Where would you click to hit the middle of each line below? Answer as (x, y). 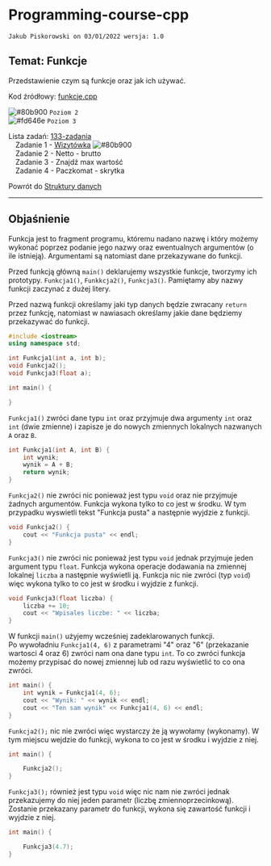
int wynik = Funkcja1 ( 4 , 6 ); (72, 693)
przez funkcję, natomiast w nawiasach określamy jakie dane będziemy (125, 313)
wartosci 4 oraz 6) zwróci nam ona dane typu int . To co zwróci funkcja (127, 654)
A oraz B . (23, 435)
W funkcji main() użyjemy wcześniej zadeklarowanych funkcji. (112, 637)
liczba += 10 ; (46, 606)
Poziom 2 (64, 112)
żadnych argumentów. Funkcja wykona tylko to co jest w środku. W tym (127, 504)
